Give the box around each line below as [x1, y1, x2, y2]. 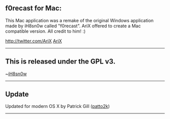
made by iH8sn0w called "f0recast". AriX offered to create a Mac [5, 23, 141, 29]
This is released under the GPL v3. [5, 57, 116, 66]
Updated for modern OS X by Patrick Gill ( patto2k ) [5, 103, 110, 109]
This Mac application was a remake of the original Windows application [5, 17, 154, 23]
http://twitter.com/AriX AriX [5, 38, 62, 44]
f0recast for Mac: [5, 4, 62, 13]
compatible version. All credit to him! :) [5, 28, 86, 34]
